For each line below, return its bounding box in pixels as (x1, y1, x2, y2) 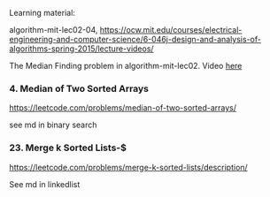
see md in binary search (9, 119, 97, 131)
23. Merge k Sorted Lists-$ (9, 141, 127, 154)
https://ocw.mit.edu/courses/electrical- (99, 25, 243, 34)
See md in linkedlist (9, 178, 81, 189)
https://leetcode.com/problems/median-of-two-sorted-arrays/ (9, 102, 237, 113)
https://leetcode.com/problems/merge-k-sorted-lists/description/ (9, 162, 248, 172)
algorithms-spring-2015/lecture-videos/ (9, 43, 154, 54)
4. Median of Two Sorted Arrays (9, 82, 149, 95)
